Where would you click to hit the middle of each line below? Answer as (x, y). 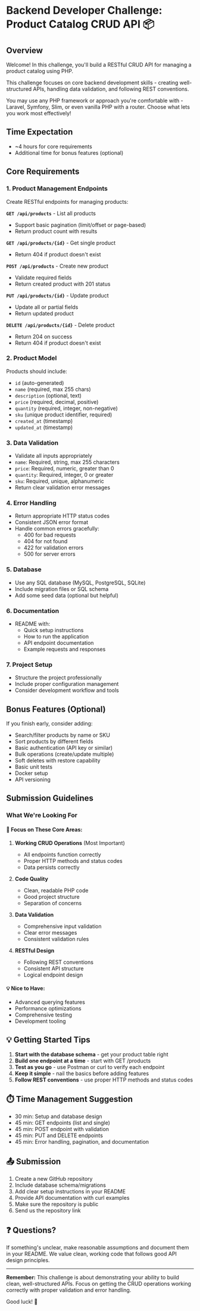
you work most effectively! (39, 113)
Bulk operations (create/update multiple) (64, 754)
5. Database (24, 569)
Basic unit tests (33, 767)
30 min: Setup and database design (58, 1117)
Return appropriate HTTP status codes (62, 516)
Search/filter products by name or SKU (62, 735)
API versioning (32, 780)
